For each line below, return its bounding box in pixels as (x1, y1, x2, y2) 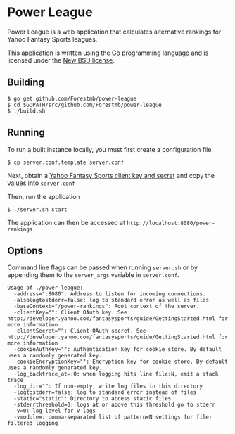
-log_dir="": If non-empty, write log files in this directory (13, 383, 203, 390)
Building (7, 77, 44, 89)
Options (7, 244, 44, 257)
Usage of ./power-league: (7, 284, 83, 292)
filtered (7, 420, 33, 427)
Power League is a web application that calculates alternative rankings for (7, 27, 222, 36)
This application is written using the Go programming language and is (7, 49, 209, 57)
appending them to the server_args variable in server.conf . (7, 271, 179, 279)
